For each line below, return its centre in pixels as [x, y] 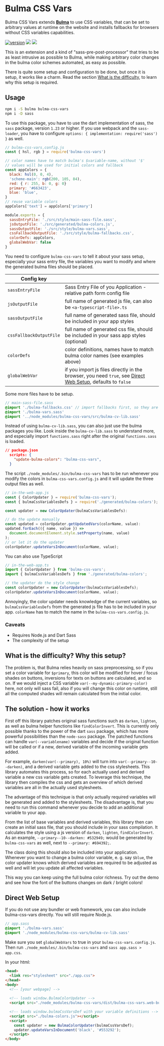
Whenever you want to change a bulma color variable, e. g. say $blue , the [79, 857]
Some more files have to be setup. [40, 394]
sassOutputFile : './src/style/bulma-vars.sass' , [60, 229]
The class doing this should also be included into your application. [72, 852]
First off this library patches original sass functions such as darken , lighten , [81, 721]
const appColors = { [26, 170]
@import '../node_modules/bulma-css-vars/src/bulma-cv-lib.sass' [73, 416]
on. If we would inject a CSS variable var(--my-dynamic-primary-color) [76, 683]
